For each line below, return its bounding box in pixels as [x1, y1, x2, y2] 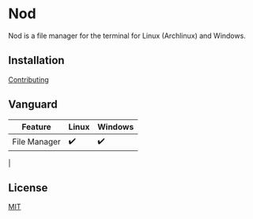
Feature [21, 121, 51, 132]
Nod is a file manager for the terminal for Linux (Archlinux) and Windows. [8, 31, 247, 40]
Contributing [8, 74, 49, 84]
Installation [8, 54, 65, 67]
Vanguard [8, 98, 58, 111]
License [8, 181, 48, 194]
